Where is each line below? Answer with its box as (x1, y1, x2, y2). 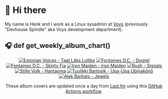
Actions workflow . (65, 88, 103, 94)
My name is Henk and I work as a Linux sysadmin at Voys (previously (5, 21, 148, 27)
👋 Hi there (5, 4, 46, 16)
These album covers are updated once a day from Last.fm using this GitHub (5, 82, 163, 89)
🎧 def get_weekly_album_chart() (5, 41, 111, 50)
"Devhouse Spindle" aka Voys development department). (5, 26, 123, 32)
